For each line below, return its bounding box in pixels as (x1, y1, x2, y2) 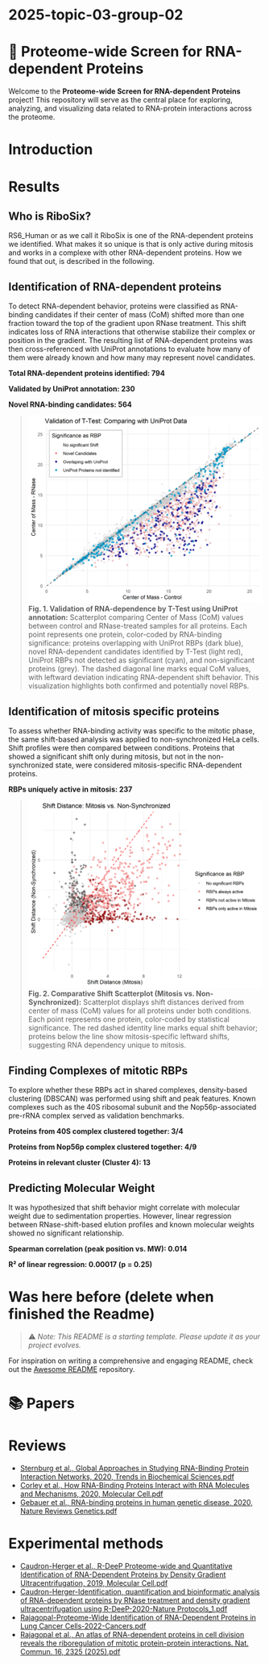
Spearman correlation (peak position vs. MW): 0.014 (8, 1244, 188, 1254)
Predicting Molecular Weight (8, 1181, 155, 1195)
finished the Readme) (8, 1305, 155, 1323)
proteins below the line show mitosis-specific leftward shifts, (27, 1031, 230, 1042)
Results (8, 178, 60, 195)
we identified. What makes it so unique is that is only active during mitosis (8, 240, 254, 249)
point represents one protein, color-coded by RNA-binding (27, 629, 222, 639)
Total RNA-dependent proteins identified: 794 (8, 369, 165, 378)
